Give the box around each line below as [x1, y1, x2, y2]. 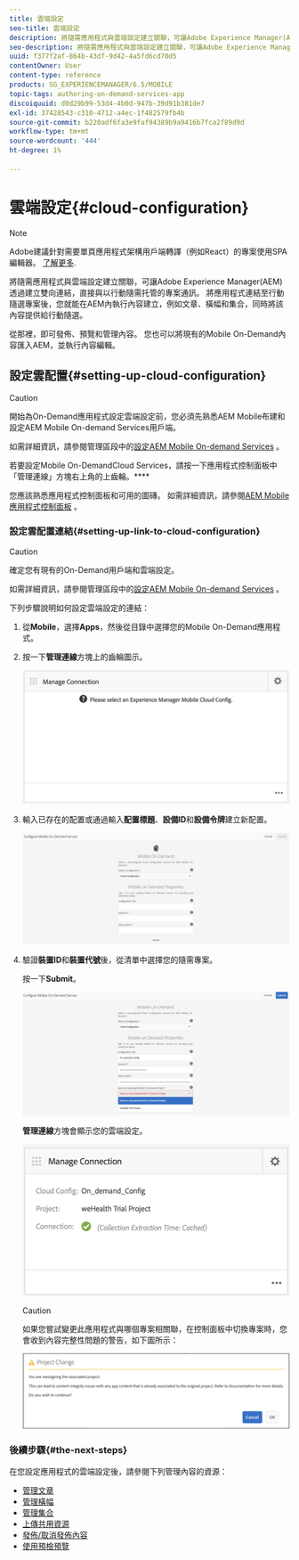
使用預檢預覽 [21, 1540, 69, 1551]
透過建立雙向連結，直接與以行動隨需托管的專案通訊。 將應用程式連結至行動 [9, 287, 285, 298]
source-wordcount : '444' [9, 136, 101, 146]
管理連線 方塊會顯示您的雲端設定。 [21, 1125, 148, 1136]
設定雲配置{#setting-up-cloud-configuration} [9, 368, 267, 383]
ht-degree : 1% [9, 146, 62, 155]
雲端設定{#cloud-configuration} [9, 197, 249, 217]
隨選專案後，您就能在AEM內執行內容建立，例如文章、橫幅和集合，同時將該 [9, 298, 284, 309]
